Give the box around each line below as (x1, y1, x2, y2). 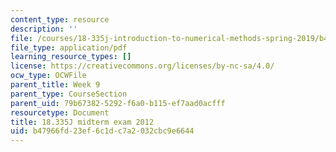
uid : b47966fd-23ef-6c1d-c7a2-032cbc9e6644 (10, 126, 195, 136)
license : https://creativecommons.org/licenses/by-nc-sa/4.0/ (10, 61, 275, 71)
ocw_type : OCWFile (10, 71, 87, 81)
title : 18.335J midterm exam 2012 (10, 117, 155, 127)
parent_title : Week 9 (10, 80, 101, 90)
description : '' (10, 24, 78, 34)
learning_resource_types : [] (10, 52, 132, 62)
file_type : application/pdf (10, 42, 128, 53)
